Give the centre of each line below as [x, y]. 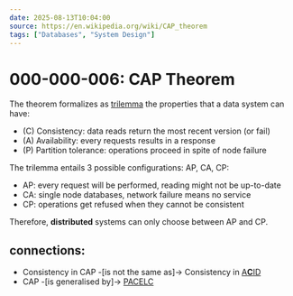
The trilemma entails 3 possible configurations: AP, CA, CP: [119, 168]
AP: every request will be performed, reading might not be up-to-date [151, 185]
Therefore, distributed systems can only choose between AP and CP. [139, 222]
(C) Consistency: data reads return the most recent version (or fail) [146, 131]
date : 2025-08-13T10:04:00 [60, 18]
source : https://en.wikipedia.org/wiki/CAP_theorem [108, 26]
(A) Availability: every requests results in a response [119, 141]
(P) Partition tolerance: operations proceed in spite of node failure [145, 151]
